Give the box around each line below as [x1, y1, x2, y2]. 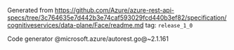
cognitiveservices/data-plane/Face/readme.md [7, 21, 144, 29]
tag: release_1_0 [145, 21, 193, 29]
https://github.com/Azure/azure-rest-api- [55, 6, 174, 14]
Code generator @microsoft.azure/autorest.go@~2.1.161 [7, 35, 169, 43]
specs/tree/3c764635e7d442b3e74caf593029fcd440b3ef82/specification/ [7, 13, 227, 22]
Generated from [7, 6, 54, 14]
